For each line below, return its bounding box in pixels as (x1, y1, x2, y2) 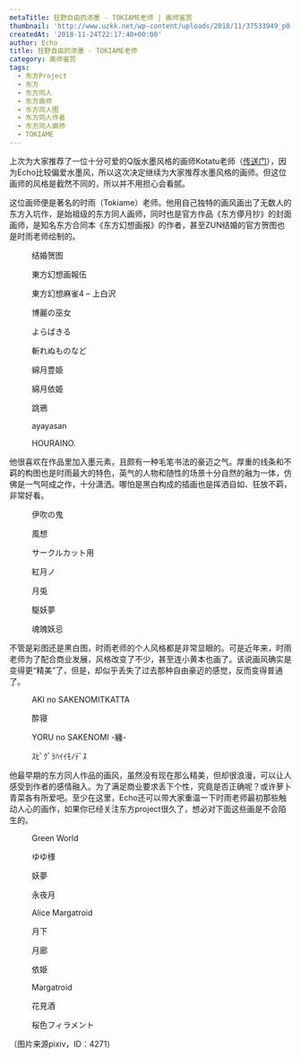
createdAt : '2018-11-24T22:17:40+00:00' (9, 30, 163, 39)
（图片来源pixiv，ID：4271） (9, 1038, 115, 1049)
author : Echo (9, 38, 58, 48)
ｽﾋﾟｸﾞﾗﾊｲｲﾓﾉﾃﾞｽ (31, 750, 87, 761)
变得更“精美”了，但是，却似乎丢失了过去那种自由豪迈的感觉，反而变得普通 (9, 665, 284, 676)
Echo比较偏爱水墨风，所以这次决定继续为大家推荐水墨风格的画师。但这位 (16, 167, 288, 178)
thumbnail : (9, 22, 50, 31)
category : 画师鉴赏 (9, 55, 77, 64)
